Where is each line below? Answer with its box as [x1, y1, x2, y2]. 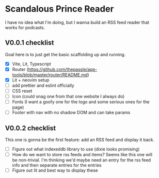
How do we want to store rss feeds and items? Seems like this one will [12, 152, 153, 158]
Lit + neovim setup [12, 77, 49, 83]
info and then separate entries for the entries [12, 162, 102, 168]
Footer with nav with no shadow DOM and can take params [12, 110, 130, 115]
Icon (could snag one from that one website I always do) [12, 94, 125, 99]
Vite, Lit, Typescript [12, 61, 51, 66]
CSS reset [12, 88, 32, 94]
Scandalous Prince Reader [5, 3, 114, 15]
